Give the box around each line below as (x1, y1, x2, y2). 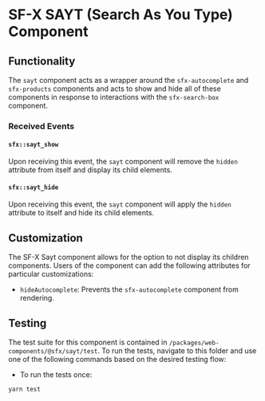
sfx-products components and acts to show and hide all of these (8, 84, 221, 93)
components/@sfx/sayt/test (8, 347, 98, 356)
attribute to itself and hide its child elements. (8, 208, 154, 218)
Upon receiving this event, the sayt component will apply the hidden (8, 199, 231, 209)
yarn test (8, 385, 42, 393)
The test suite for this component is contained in (8, 337, 168, 347)
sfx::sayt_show (8, 140, 59, 148)
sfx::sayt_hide (8, 183, 59, 191)
